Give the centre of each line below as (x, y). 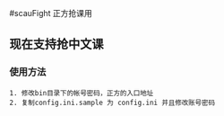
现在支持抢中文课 (56, 45)
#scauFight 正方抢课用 (51, 13)
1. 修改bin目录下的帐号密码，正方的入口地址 (82, 93)
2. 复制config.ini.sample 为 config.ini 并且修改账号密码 (112, 103)
